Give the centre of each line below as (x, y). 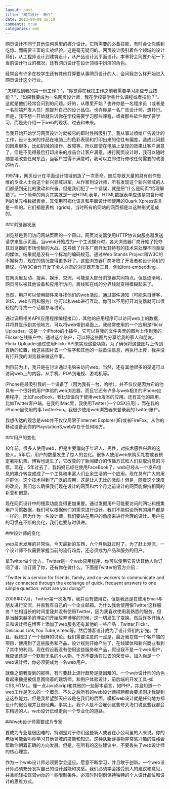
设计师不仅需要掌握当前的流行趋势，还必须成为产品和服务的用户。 (78, 550)
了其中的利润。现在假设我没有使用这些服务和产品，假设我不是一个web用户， (85, 650)
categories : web (22, 29)
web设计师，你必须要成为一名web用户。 (47, 662)
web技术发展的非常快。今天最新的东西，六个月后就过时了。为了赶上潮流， (83, 544)
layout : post (19, 10)
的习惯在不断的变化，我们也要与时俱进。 (47, 522)
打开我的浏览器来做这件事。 (38, 356)
